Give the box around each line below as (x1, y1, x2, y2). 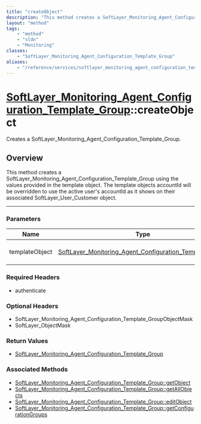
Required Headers (6, 273, 60, 281)
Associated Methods (6, 365, 68, 374)
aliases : (6, 59, 28, 65)
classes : (6, 48, 28, 54)
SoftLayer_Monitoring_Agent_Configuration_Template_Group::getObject (14, 378, 191, 386)
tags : (6, 25, 20, 32)
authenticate (14, 287, 46, 294)
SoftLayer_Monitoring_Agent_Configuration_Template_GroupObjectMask (14, 316, 193, 323)
